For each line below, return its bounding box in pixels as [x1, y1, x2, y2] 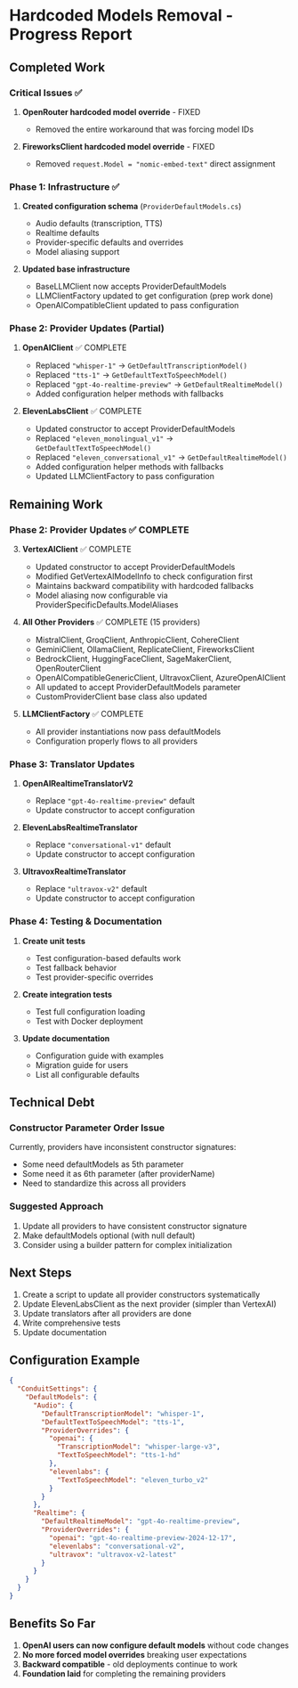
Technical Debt [9, 1095, 95, 1110]
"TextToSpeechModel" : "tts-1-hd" [56, 1451, 181, 1460]
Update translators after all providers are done [21, 1308, 192, 1318]
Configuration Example [9, 1352, 141, 1367]
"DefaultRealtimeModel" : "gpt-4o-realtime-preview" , [41, 1517, 241, 1526]
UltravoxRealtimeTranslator [21, 866, 126, 877]
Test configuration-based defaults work [35, 952, 181, 963]
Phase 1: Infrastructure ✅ [9, 180, 120, 192]
